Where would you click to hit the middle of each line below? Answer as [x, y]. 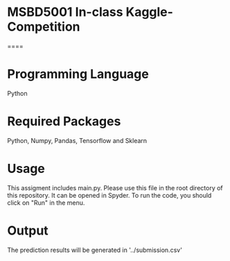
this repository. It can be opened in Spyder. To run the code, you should [109, 195]
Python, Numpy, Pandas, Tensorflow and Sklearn [77, 140]
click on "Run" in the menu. [46, 203]
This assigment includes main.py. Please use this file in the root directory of [115, 187]
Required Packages [64, 121]
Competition [44, 27]
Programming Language [78, 74]
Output [28, 230]
